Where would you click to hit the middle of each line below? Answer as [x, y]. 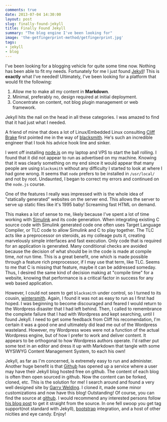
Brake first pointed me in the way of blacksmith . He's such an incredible [79, 137]
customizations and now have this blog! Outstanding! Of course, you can [80, 393]
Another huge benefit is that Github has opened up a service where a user [81, 366]
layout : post [19, 19]
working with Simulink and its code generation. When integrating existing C [82, 219]
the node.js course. [25, 184]
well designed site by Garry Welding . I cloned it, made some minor [73, 387]
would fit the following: [29, 82]
